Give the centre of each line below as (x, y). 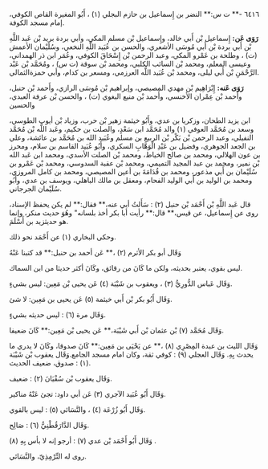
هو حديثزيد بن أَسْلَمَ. (39, 221)
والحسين (22, 105)
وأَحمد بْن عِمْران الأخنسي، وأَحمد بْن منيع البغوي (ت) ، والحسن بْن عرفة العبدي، (126, 96)
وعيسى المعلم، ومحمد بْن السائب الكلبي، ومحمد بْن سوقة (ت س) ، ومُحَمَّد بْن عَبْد (130, 63)
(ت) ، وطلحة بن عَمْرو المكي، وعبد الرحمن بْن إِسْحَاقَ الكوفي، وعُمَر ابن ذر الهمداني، (133, 55)
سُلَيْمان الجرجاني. (36, 189)
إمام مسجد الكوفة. (37, 22)
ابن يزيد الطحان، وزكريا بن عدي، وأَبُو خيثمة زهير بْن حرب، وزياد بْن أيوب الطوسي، (130, 120)
